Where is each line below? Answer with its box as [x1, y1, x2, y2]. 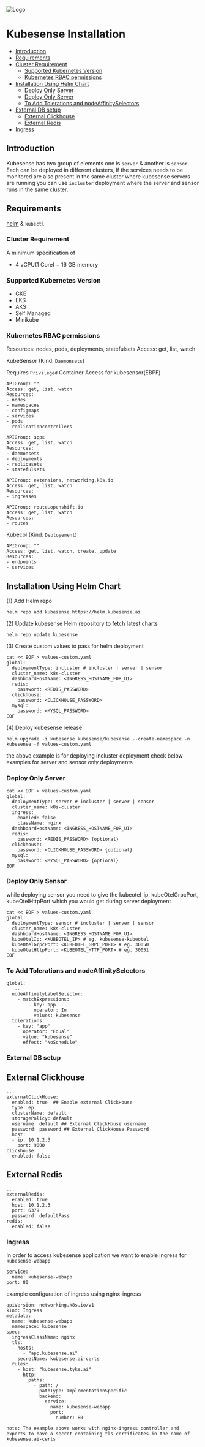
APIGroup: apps [6, 435, 45, 441]
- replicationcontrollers [6, 423, 72, 430]
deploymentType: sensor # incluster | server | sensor [12, 920, 155, 926]
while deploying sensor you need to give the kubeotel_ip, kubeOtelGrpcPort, [6, 891, 199, 898]
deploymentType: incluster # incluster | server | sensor [12, 665, 163, 671]
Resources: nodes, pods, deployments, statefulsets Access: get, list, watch [6, 345, 196, 352]
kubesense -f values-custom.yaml [6, 742, 92, 748]
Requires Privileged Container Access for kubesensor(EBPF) [6, 369, 161, 376]
